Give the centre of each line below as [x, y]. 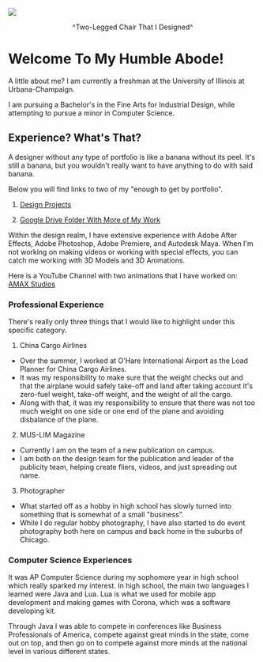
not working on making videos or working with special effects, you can [123, 252]
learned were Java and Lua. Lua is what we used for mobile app [112, 594]
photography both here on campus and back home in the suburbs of [131, 531]
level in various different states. [59, 652]
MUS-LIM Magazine [52, 435]
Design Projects [45, 204]
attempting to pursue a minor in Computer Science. [92, 113]
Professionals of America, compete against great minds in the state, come [128, 635]
